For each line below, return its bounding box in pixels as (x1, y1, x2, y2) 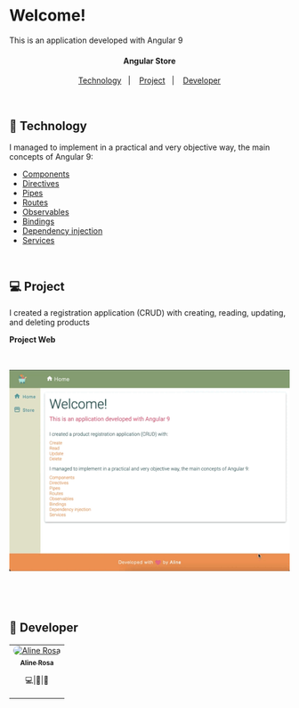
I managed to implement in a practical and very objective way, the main (9, 142, 271, 152)
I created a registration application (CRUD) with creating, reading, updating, (9, 307, 287, 317)
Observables (21, 206, 69, 217)
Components (21, 169, 70, 179)
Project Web (9, 333, 56, 344)
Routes (21, 197, 49, 208)
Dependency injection (21, 225, 103, 236)
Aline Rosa (20, 659, 54, 668)
